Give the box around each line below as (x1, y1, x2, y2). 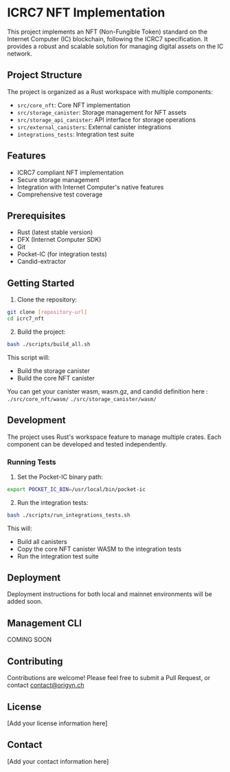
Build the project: (16, 328, 66, 336)
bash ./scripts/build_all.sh (7, 341, 91, 348)
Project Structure (7, 69, 82, 81)
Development (7, 414, 67, 427)
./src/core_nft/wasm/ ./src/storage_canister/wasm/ (7, 396, 157, 402)
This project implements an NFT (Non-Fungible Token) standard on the (7, 27, 208, 36)
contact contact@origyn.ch (7, 681, 84, 690)
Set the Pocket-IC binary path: (16, 473, 103, 481)
